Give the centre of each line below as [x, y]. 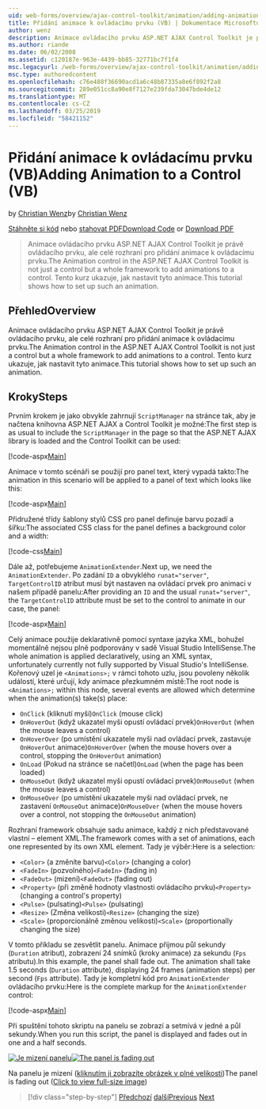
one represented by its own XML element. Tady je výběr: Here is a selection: [132, 847]
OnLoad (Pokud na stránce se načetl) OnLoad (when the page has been [131, 764]
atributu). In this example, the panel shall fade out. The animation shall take [129, 962]
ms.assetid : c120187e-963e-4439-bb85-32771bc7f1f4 [93, 60]
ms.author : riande [38, 45]
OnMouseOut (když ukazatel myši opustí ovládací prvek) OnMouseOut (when [137, 781]
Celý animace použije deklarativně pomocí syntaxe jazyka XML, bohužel [126, 640]
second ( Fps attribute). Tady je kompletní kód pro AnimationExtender [119, 978]
